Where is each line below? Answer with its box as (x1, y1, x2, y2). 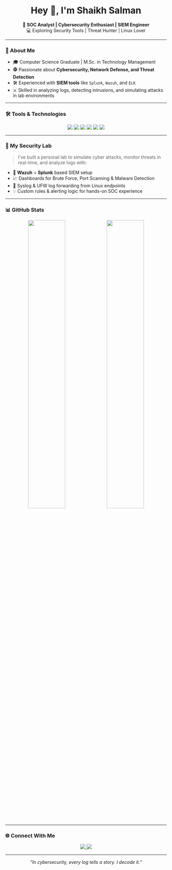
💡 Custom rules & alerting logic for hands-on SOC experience (12, 188, 143, 194)
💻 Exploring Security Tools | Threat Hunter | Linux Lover (26, 27, 146, 33)
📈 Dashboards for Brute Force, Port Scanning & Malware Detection (12, 175, 155, 181)
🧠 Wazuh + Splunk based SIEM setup (12, 169, 93, 175)
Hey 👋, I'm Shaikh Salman (30, 5, 142, 16)
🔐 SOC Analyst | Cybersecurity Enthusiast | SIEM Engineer (22, 22, 150, 28)
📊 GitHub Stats (5, 206, 45, 213)
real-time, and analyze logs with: (17, 159, 87, 166)
